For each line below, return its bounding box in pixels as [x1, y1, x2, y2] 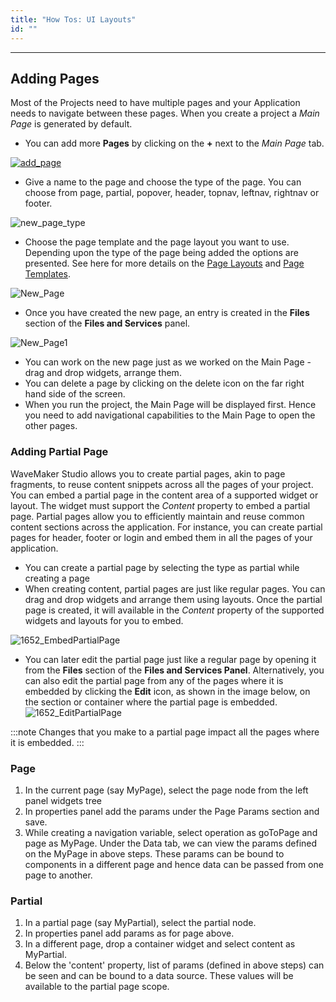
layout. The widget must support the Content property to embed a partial [10, 499, 311, 511]
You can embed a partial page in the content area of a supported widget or [10, 489, 319, 501]
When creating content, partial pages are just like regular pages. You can [24, 582, 326, 595]
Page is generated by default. [10, 118, 133, 130]
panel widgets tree [24, 794, 103, 806]
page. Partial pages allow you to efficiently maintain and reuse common [10, 510, 305, 522]
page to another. [24, 869, 93, 881]
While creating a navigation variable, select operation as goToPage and [24, 826, 318, 838]
